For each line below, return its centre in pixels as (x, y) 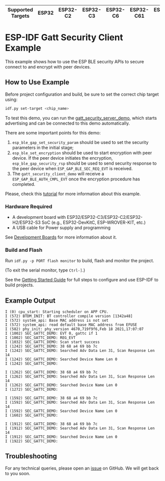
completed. (24, 184)
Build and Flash (24, 250)
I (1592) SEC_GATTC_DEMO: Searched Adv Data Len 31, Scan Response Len (80, 403)
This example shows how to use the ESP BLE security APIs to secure (75, 62)
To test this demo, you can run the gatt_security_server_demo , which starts (81, 118)
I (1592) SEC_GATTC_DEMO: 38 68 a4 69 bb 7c (51, 398)
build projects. (20, 285)
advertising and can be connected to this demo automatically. (68, 123)
